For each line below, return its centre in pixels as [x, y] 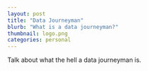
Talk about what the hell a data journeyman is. [74, 60]
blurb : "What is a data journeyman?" [63, 27]
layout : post [27, 14]
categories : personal [39, 40]
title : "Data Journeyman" [45, 20]
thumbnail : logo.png [38, 33]
